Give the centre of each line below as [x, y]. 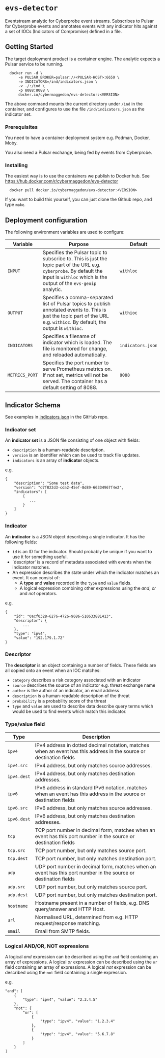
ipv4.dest [19, 777]
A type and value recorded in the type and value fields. [75, 583]
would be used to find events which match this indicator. [69, 711]
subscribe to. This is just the [75, 259]
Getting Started [29, 47]
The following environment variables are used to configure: [65, 232]
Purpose [79, 244]
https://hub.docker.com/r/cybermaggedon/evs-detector [62, 181]
